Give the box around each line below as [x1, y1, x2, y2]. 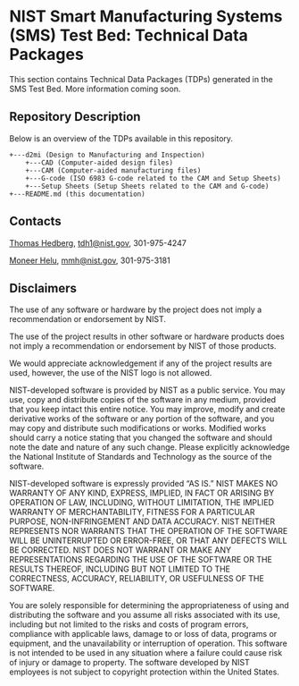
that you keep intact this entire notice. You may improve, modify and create [9, 404, 286, 415]
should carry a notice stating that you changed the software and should [9, 432, 272, 444]
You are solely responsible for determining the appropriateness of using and [9, 600, 290, 611]
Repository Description [9, 109, 141, 124]
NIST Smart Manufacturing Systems [9, 6, 283, 27]
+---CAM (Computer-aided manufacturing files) [25, 165, 202, 175]
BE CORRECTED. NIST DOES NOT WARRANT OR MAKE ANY [9, 545, 232, 555]
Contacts [9, 214, 62, 229]
